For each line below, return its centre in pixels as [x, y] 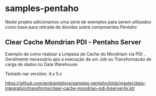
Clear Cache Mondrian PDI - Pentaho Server [73, 42]
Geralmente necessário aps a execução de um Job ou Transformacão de [78, 59]
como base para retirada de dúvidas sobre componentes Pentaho [71, 27]
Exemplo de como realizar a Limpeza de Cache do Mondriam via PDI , [75, 54]
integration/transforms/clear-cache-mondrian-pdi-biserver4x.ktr [70, 88]
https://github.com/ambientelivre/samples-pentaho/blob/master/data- [75, 83]
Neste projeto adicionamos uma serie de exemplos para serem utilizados [78, 22]
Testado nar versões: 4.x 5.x [34, 74]
